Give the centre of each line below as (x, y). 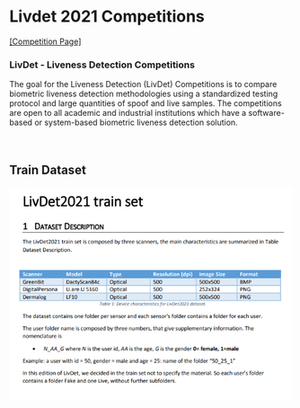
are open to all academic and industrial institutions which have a (128, 113)
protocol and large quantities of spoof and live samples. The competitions (146, 103)
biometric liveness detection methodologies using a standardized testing (144, 94)
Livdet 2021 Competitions (107, 17)
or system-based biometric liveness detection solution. (136, 122)
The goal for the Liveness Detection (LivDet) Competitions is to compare (143, 84)
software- (266, 113)
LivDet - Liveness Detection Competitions (102, 65)
